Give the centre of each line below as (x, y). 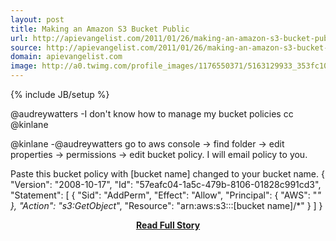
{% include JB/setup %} (60, 94)
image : (24, 66)
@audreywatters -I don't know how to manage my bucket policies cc (152, 114)
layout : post (37, 19)
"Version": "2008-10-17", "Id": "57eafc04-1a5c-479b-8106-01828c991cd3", (166, 184)
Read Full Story (168, 225)
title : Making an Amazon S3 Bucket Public (100, 29)
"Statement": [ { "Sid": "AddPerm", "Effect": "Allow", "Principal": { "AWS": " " (166, 195)
